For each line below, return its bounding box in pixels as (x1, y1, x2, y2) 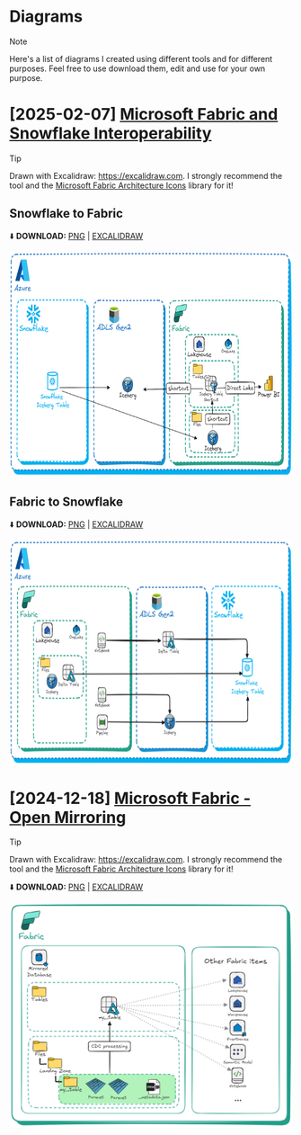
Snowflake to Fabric (9, 206, 124, 221)
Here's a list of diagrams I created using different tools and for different (9, 53, 273, 64)
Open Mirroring (9, 807, 127, 827)
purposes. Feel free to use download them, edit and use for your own (9, 63, 266, 74)
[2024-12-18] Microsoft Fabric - (9, 788, 252, 809)
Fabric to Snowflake (9, 495, 124, 510)
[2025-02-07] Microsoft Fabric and (9, 104, 279, 125)
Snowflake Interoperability (9, 123, 212, 144)
